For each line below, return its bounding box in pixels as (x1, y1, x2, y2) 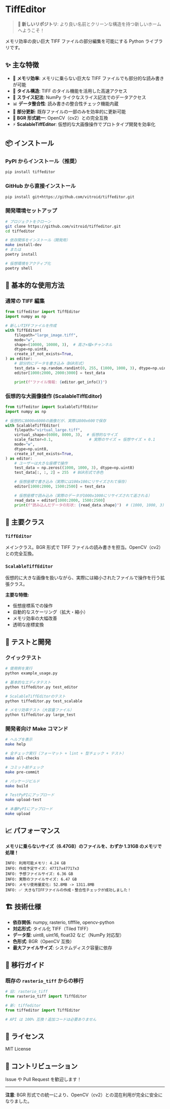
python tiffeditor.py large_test (5, 712, 76, 717)
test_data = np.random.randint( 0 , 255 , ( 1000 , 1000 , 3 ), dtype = (14, 365, 153, 371)
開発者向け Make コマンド (5, 725, 68, 733)
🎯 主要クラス (5, 517, 45, 526)
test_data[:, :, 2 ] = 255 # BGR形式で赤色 (14, 470, 104, 475)
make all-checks (5, 756, 39, 761)
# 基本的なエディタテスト (5, 680, 52, 685)
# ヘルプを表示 (5, 737, 33, 742)
